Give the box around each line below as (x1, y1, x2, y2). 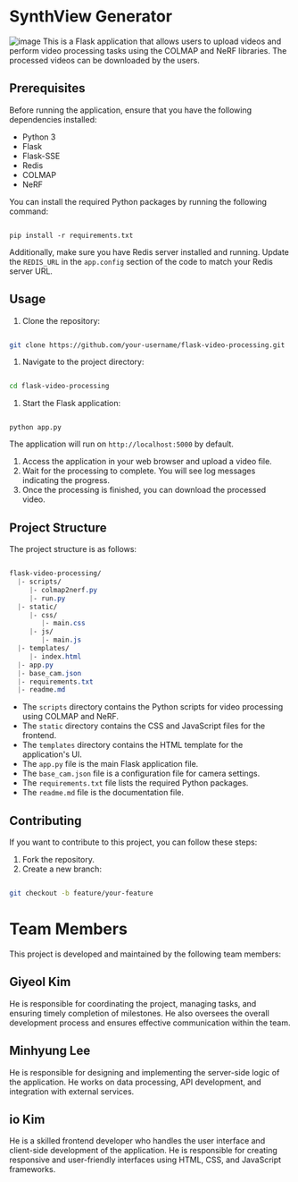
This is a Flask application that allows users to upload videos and (43, 36, 282, 47)
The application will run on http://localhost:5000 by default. (9, 438, 235, 449)
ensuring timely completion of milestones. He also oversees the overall (9, 1008, 269, 1018)
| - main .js (41, 635, 82, 645)
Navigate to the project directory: (21, 356, 145, 368)
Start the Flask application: (21, 398, 121, 409)
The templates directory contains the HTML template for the (21, 740, 244, 751)
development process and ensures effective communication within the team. (9, 1017, 291, 1028)
